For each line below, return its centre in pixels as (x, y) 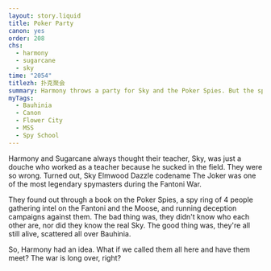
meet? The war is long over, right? (65, 257)
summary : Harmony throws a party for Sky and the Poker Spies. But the (131, 90)
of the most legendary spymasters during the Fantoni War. (105, 184)
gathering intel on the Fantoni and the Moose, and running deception (123, 208)
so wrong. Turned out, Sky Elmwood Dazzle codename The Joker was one (132, 175)
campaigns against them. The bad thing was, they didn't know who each (129, 216)
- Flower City (39, 121)
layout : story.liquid (45, 16)
